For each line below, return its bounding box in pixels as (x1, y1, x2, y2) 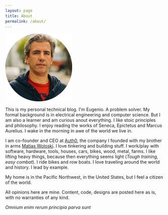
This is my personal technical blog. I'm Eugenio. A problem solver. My (5, 106, 150, 113)
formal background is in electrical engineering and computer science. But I (5, 112, 160, 118)
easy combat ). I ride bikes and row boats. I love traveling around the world (5, 159, 160, 165)
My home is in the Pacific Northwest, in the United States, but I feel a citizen (5, 174, 163, 180)
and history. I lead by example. (5, 164, 69, 171)
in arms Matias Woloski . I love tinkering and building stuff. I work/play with (5, 143, 159, 149)
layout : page (5, 8, 33, 13)
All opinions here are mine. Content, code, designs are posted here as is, (5, 189, 156, 195)
